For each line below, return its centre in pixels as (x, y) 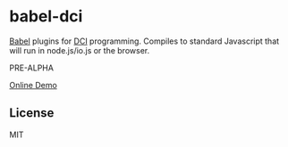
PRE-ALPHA (31, 68)
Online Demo (34, 85)
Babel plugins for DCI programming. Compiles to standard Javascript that (144, 41)
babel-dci (46, 16)
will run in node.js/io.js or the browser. (80, 50)
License (32, 113)
